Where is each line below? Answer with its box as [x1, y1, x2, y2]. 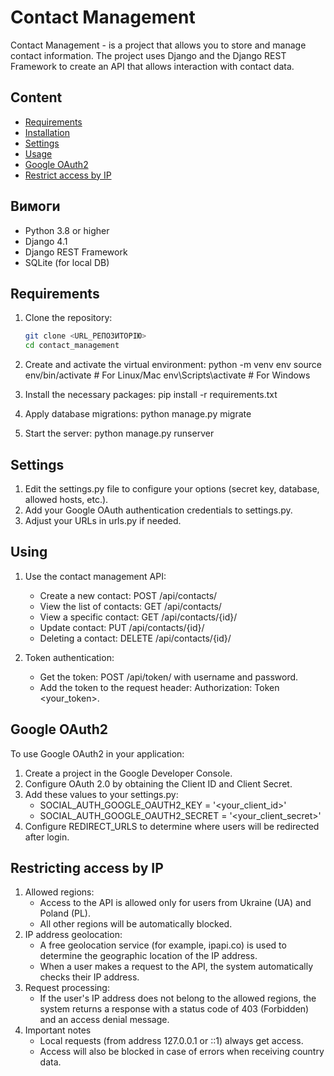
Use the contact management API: [24, 570, 167, 582]
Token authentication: [24, 651, 115, 663]
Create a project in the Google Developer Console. [24, 767, 233, 779]
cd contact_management [24, 341, 120, 351]
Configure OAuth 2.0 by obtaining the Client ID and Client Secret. [24, 777, 293, 790]
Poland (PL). [39, 907, 91, 920]
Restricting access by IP [10, 859, 164, 876]
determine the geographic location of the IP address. [39, 950, 258, 962]
